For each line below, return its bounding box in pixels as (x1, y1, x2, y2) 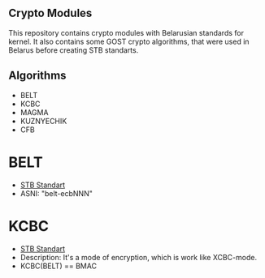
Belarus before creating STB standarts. (8, 45, 139, 55)
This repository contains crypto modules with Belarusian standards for (8, 28, 244, 37)
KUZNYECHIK (20, 116, 67, 126)
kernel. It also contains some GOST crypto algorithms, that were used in (8, 36, 250, 46)
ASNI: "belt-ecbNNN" (20, 188, 93, 198)
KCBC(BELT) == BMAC (20, 261, 98, 271)
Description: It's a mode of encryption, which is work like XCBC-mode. (20, 252, 258, 262)
